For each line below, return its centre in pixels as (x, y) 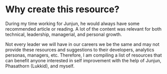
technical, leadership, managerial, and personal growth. (64, 34)
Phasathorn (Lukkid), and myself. (40, 66)
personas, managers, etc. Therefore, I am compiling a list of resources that (83, 55)
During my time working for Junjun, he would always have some (73, 23)
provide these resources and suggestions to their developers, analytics (80, 50)
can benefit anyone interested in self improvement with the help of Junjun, (83, 60)
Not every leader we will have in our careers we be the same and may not (82, 44)
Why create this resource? (62, 9)
